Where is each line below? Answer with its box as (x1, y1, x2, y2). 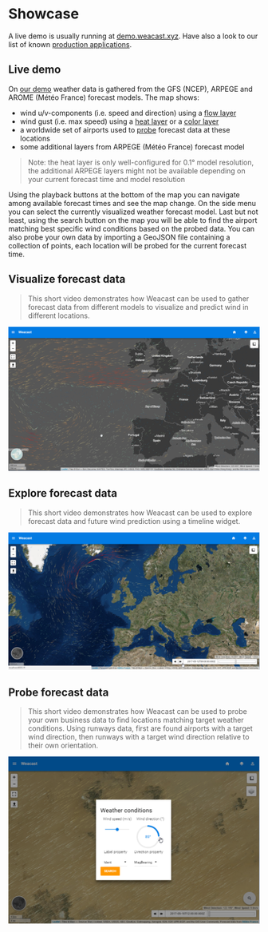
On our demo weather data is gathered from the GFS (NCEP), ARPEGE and (8, 84, 253, 93)
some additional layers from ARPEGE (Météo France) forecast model (19, 141, 245, 152)
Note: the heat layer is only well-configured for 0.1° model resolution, (27, 157, 254, 167)
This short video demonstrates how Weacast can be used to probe (27, 707, 247, 716)
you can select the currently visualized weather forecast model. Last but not (8, 207, 258, 216)
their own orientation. (27, 740, 99, 751)
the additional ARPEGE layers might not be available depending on (27, 165, 246, 176)
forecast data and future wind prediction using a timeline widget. (27, 516, 241, 525)
